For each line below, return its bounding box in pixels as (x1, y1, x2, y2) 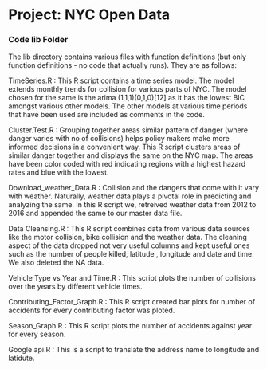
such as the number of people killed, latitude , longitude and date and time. (8, 249, 255, 259)
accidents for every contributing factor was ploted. (8, 305, 175, 316)
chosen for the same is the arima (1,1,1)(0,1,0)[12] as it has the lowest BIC (8, 93, 245, 103)
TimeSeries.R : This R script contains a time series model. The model (8, 76, 234, 85)
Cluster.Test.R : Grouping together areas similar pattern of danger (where (8, 125, 249, 135)
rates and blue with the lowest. (8, 167, 109, 177)
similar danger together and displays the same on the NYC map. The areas (8, 151, 253, 160)
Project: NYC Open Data (8, 6, 171, 24)
